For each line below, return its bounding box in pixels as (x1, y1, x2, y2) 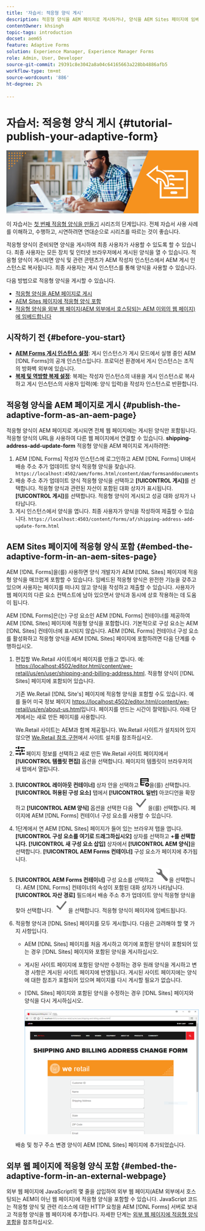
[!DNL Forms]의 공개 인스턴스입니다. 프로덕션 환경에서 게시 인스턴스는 (15, 357, 183, 365)
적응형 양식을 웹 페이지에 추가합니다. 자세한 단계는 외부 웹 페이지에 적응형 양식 (12, 1211, 198, 1218)
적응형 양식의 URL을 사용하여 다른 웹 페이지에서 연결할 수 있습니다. (6, 434, 165, 442)
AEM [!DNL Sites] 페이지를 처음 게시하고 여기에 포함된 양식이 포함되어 (24, 940, 192, 948)
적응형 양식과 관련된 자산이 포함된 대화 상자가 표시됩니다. (38, 485, 173, 492)
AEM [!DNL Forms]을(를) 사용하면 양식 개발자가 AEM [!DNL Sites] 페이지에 (6, 568, 187, 576)
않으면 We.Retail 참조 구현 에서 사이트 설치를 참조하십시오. (15, 734, 153, 742)
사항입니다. (21, 928, 49, 935)
